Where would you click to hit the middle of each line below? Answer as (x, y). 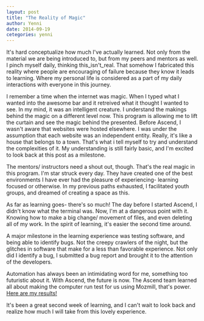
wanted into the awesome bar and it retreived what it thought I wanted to (97, 103)
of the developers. (29, 262)
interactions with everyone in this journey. (59, 85)
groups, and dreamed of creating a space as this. (68, 193)
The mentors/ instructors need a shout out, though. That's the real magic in (101, 167)
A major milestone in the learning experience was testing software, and (96, 236)
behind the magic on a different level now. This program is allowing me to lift (102, 116)
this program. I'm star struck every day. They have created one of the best (100, 173)
